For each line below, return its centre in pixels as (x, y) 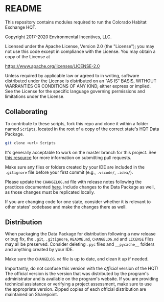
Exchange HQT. (21, 27)
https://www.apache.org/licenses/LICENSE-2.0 (53, 66)
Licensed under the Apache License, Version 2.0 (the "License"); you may (80, 46)
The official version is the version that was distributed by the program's (77, 274)
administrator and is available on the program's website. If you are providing (82, 279)
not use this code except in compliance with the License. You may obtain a (80, 51)
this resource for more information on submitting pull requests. (68, 158)
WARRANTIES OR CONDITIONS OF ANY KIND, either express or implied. (78, 86)
